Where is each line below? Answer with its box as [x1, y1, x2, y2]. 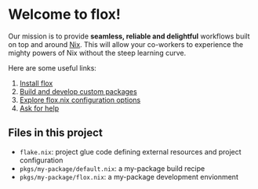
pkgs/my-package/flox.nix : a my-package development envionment [19, 172, 239, 181]
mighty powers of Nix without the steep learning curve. [8, 48, 187, 57]
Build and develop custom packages [19, 86, 137, 96]
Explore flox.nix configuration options [19, 95, 141, 104]
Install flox [19, 78, 53, 88]
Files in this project [8, 126, 104, 140]
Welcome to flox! [8, 5, 122, 24]
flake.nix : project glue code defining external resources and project [19, 147, 242, 156]
